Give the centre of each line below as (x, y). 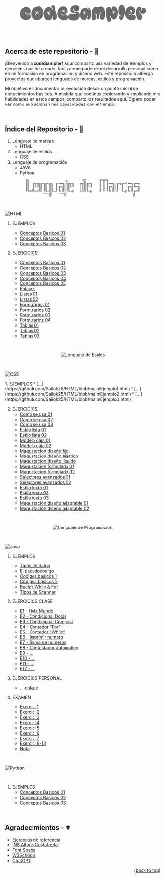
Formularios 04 (35, 320)
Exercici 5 (30, 728)
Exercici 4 (30, 722)
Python (27, 173)
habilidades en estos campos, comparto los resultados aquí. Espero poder (81, 99)
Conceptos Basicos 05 (43, 283)
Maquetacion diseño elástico (49, 456)
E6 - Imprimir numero (41, 637)
